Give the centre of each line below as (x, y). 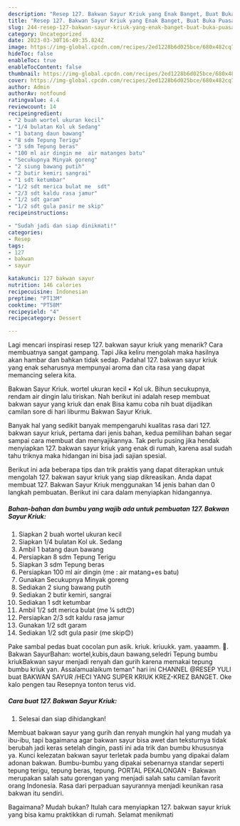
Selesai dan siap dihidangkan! (62, 719)
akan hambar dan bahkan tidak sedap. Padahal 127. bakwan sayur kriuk (113, 360)
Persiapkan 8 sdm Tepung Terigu (67, 557)
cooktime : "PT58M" (35, 305)
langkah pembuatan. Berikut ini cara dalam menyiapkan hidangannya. (110, 492)
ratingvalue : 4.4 (34, 101)
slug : (16, 27)
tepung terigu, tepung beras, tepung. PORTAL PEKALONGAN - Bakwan (112, 770)
